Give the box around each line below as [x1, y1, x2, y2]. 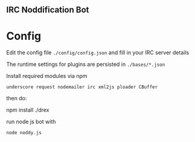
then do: [6, 95, 27, 102]
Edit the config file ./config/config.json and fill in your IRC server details [6, 49, 190, 56]
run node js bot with [6, 118, 56, 126]
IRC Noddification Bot [6, 5, 89, 15]
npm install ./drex [6, 106, 50, 114]
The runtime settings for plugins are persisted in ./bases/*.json [6, 60, 165, 68]
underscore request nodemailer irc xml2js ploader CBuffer [6, 84, 158, 90]
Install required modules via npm [6, 73, 88, 80]
